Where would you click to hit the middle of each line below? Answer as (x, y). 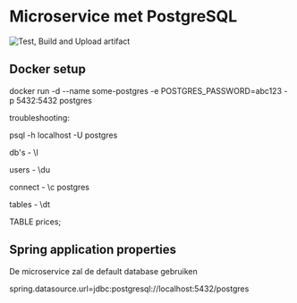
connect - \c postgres (49, 187)
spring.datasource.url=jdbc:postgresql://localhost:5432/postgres (129, 289)
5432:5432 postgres (54, 100)
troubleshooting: (39, 117)
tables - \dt (30, 204)
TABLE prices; (35, 222)
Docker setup (48, 69)
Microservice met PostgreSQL (123, 17)
